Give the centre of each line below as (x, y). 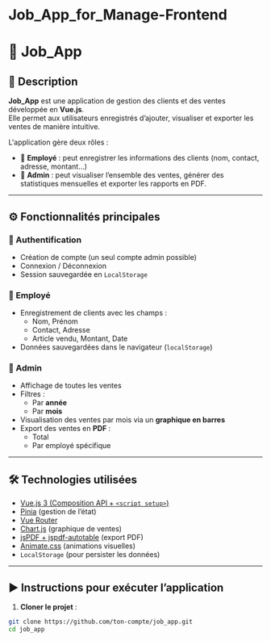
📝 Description (43, 81)
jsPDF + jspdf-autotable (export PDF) (81, 538)
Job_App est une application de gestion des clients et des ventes (117, 101)
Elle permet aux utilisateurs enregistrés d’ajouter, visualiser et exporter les (131, 118)
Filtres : (33, 394)
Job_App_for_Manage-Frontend (118, 15)
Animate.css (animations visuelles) (77, 546)
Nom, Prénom (55, 321)
